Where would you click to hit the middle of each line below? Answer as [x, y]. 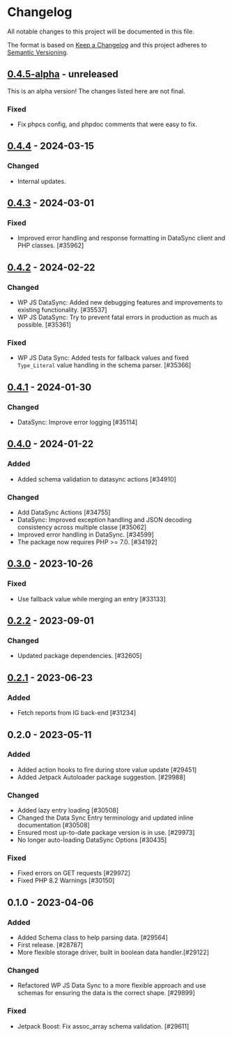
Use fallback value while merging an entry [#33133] [91, 599]
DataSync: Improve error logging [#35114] [77, 422]
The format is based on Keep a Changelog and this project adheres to [107, 45]
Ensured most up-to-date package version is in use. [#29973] [106, 833]
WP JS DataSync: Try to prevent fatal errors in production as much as [117, 317]
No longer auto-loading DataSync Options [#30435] [92, 840]
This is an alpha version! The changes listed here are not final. [96, 91]
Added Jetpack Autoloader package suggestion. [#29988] [101, 777]
